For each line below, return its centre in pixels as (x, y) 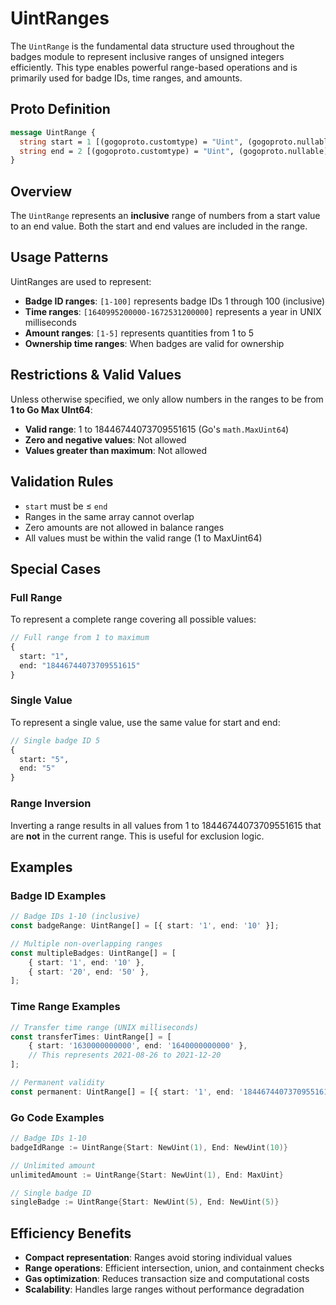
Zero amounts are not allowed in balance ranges (124, 527)
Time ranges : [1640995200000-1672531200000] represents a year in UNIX (173, 311)
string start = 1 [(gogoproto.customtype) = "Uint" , (131, 142)
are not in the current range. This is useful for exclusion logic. (137, 836)
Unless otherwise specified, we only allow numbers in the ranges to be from (167, 399)
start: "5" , (44, 759)
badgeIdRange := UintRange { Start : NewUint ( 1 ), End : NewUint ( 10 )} (149, 1147)
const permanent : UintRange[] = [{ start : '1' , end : (122, 1092)
